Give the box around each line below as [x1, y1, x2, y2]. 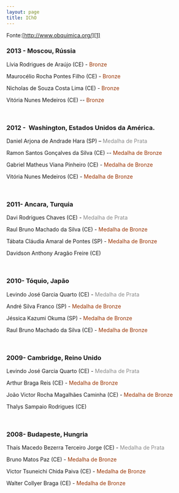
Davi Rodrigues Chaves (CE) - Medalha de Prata [6, 214, 128, 221]
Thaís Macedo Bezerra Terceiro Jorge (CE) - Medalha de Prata [6, 444, 165, 451]
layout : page [6, 9, 40, 15]
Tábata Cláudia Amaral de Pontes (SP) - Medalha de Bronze [6, 238, 158, 245]
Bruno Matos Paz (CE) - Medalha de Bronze [6, 456, 117, 463]
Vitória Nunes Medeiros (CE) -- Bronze [6, 96, 104, 103]
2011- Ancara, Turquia [6, 200, 74, 209]
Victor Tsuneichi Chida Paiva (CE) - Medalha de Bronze [6, 468, 146, 475]
